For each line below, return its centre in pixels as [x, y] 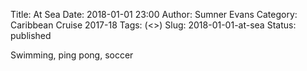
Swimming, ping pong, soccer [72, 55]
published [31, 35]
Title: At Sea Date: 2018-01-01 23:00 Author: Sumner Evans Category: [154, 14]
